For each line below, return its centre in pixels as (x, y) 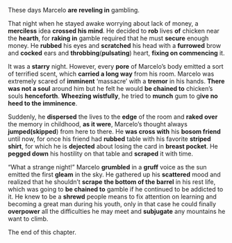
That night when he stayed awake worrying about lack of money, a (103, 23)
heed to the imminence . (43, 103)
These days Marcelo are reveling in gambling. (74, 10)
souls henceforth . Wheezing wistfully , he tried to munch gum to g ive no (113, 96)
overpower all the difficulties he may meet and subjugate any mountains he (117, 211)
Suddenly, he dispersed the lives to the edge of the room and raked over (113, 117)
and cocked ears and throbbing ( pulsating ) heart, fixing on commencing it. (116, 53)
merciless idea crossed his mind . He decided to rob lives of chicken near (114, 31)
